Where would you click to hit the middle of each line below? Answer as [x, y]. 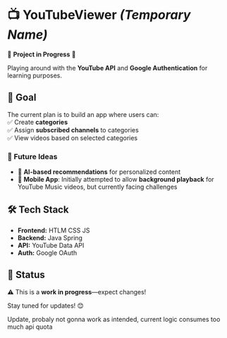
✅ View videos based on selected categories [73, 138]
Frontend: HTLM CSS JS [54, 230]
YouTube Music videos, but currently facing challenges [97, 187]
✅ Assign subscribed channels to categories [73, 130]
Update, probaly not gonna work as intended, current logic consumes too [114, 319]
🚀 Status [26, 275]
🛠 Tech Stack [38, 210]
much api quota [30, 327]
